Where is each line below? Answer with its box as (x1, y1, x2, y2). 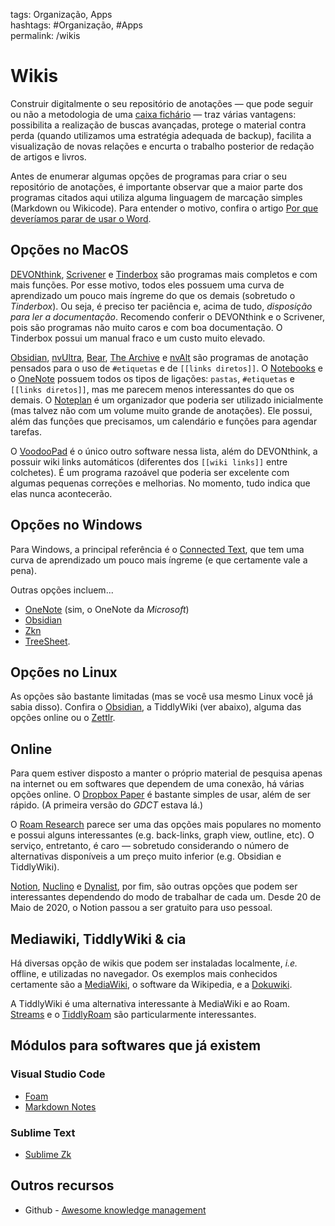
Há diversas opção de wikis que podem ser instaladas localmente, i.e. (10, 957, 298, 969)
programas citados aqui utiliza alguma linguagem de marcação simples (10, 191, 303, 203)
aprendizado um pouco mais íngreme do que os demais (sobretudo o (10, 289, 296, 301)
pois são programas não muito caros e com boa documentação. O (10, 321, 283, 333)
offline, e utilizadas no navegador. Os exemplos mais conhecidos (10, 968, 278, 979)
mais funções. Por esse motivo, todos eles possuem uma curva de (10, 279, 285, 291)
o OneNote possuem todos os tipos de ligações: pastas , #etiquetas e (10, 372, 295, 384)
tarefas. (10, 425, 42, 438)
